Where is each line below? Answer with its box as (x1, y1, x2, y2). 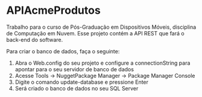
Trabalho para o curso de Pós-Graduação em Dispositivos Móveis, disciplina (6, 23, 197, 31)
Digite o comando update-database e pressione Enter (14, 78, 149, 86)
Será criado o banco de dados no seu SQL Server (14, 84, 139, 92)
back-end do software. (6, 36, 63, 43)
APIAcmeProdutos (6, 4, 101, 17)
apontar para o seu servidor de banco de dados (14, 65, 134, 72)
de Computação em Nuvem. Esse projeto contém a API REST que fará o (6, 29, 185, 37)
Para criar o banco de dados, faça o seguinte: (6, 47, 120, 54)
